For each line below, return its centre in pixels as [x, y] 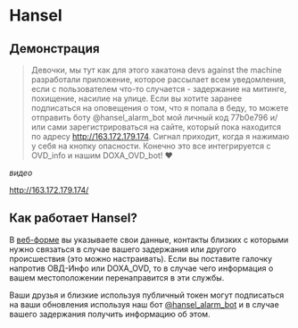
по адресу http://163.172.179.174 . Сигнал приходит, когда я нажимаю [160, 136]
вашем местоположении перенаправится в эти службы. [117, 277]
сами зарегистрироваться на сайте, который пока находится [164, 127]
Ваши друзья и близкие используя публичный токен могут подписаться [147, 295]
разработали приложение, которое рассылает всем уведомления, [158, 80]
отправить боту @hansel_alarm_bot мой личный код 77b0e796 [149, 118]
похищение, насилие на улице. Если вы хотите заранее [137, 98]
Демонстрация [54, 49]
